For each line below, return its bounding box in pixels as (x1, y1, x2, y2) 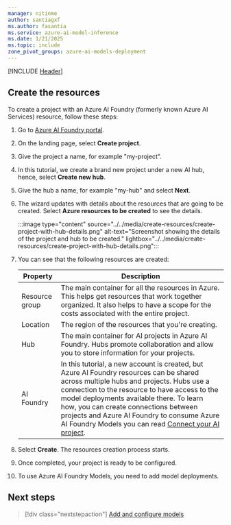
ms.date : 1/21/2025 (8, 36, 64, 42)
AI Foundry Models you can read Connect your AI (60, 419, 220, 428)
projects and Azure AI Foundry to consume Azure (60, 411, 220, 420)
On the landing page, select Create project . (17, 138, 141, 147)
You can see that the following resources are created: (17, 255, 169, 263)
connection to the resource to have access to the (60, 384, 219, 394)
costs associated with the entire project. (60, 308, 190, 318)
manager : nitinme (8, 10, 58, 17)
